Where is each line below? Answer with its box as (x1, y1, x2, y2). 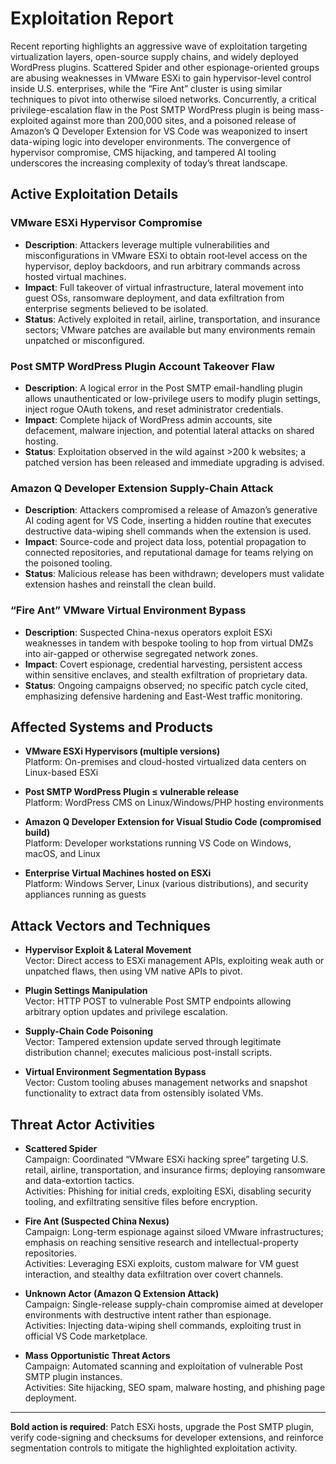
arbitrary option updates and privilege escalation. (24, 1006, 228, 1018)
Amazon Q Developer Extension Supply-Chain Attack (10, 481, 274, 495)
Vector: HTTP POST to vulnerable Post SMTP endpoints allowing (24, 995, 292, 1007)
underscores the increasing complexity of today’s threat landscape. (10, 157, 288, 169)
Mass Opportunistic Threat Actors (24, 1349, 171, 1361)
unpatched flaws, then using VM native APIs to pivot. (24, 965, 243, 977)
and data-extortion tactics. (24, 1174, 135, 1186)
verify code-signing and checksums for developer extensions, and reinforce (10, 1431, 324, 1443)
